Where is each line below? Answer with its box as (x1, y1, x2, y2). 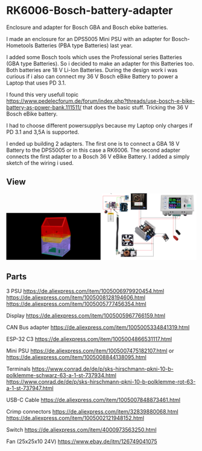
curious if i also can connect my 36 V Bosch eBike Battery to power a (6, 73, 178, 80)
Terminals (6, 365, 31, 372)
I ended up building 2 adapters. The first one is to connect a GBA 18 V (6, 140, 180, 147)
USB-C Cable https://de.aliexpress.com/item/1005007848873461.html (6, 397, 181, 404)
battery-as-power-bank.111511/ (6, 103, 82, 111)
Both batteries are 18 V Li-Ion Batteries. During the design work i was (6, 66, 178, 73)
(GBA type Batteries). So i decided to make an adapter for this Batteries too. (6, 60, 195, 67)
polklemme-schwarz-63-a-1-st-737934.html (6, 372, 116, 379)
